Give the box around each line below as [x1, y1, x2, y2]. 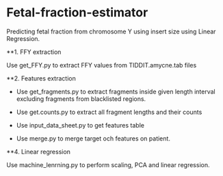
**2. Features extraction [6, 74, 76, 83]
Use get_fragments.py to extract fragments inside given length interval [16, 87, 216, 96]
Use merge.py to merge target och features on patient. [16, 134, 170, 143]
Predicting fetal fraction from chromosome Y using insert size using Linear [6, 27, 216, 35]
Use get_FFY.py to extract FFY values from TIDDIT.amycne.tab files [6, 61, 197, 69]
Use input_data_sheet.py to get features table [16, 121, 145, 129]
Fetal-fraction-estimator [6, 5, 148, 20]
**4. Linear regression [6, 147, 71, 156]
